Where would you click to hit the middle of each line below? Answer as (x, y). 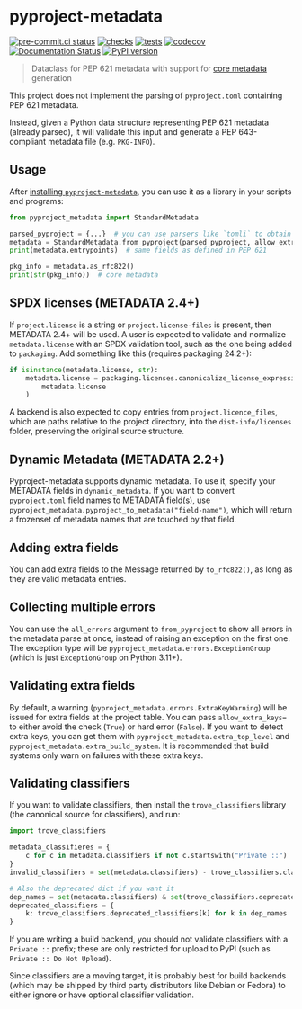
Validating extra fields (72, 686)
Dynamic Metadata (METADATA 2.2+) (117, 459)
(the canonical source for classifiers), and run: (95, 815)
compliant (28, 141)
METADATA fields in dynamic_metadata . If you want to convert (122, 491)
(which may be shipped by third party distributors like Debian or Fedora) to (147, 986)
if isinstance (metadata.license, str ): (84, 370)
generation (51, 77)
